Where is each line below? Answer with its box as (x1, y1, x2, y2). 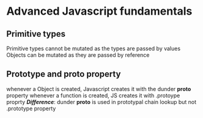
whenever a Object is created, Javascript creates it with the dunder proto (6, 85, 191, 92)
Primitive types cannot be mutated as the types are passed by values (6, 45, 181, 52)
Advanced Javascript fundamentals (6, 4, 193, 18)
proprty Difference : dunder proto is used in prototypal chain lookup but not (6, 98, 197, 105)
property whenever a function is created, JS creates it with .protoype (6, 92, 180, 99)
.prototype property (6, 105, 56, 112)
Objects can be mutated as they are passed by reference (6, 51, 150, 59)
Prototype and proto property (6, 69, 121, 79)
